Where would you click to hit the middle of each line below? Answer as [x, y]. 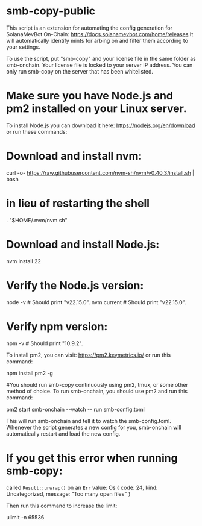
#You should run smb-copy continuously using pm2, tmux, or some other [97, 384]
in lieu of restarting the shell [78, 204]
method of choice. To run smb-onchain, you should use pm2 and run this [97, 391]
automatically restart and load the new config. [63, 434]
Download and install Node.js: [83, 244]
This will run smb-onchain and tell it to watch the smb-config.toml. [89, 421]
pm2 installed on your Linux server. [96, 109]
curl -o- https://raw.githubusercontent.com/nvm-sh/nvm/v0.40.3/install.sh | [100, 172]
